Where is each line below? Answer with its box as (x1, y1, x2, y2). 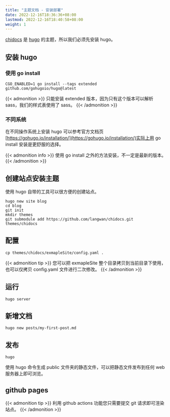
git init (5, 208, 24, 213)
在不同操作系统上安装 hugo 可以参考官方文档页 (5, 128, 104, 135)
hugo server (5, 296, 31, 302)
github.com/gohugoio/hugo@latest (5, 85, 77, 91)
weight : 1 (5, 21, 27, 27)
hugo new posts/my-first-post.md (5, 325, 77, 331)
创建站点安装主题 (5, 174, 59, 183)
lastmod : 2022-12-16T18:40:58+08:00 (5, 17, 83, 22)
